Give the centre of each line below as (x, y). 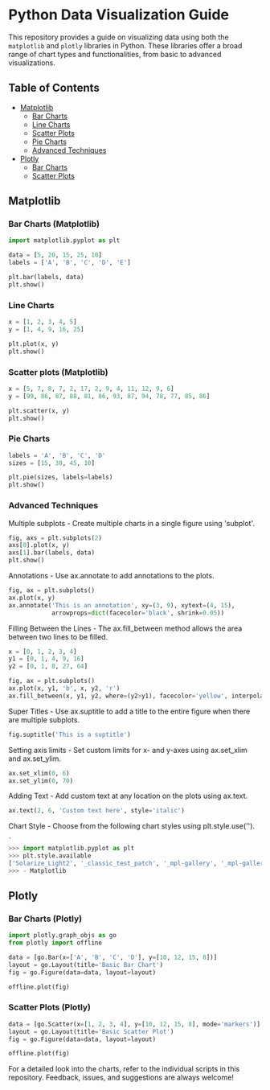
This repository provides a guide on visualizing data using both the (119, 37)
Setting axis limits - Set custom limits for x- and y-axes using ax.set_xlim (128, 750)
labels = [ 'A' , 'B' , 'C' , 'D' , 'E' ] (70, 263)
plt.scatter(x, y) (39, 411)
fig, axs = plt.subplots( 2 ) (55, 538)
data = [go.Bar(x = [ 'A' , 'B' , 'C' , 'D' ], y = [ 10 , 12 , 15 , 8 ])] (113, 958)
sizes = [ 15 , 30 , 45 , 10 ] (51, 463)
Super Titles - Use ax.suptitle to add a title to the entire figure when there (129, 711)
